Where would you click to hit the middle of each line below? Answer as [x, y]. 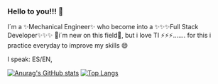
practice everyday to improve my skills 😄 [68, 46]
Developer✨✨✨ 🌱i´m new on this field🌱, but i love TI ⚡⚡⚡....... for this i [109, 36]
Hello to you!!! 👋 [36, 11]
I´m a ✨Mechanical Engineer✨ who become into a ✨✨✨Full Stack [103, 27]
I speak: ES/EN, [30, 59]
